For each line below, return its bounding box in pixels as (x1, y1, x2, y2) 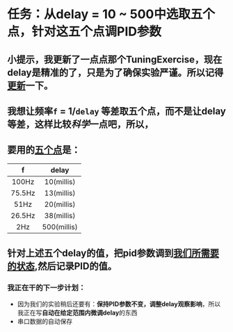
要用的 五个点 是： (7, 144, 81, 156)
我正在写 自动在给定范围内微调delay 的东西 (17, 308, 138, 317)
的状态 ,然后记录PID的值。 (7, 260, 117, 272)
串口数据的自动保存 (17, 317, 73, 326)
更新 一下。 (7, 79, 54, 91)
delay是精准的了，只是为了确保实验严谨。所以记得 (7, 67, 224, 78)
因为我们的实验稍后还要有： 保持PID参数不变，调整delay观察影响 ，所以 (17, 300, 221, 308)
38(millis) (44, 210, 76, 220)
